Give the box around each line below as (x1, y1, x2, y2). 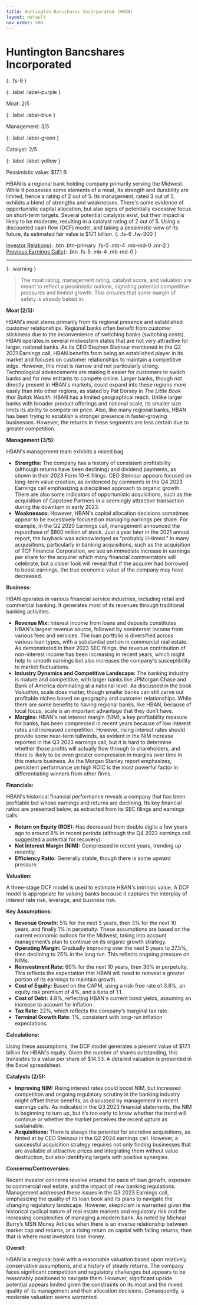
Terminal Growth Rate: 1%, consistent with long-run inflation (14, 1014, 163, 1021)
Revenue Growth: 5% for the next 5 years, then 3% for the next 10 (14, 920, 177, 927)
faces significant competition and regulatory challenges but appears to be (6, 1268, 186, 1275)
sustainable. (14, 1122, 45, 1129)
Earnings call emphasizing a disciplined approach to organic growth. (14, 485, 181, 492)
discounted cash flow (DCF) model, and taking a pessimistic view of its (6, 224, 179, 231)
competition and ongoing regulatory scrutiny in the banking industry (14, 1091, 180, 1098)
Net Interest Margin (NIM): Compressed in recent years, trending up (14, 842, 181, 849)
